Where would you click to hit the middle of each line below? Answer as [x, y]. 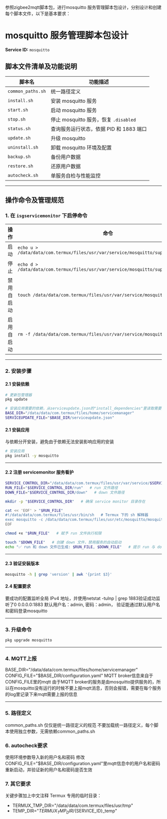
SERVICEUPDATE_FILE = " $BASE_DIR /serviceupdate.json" [60, 418]
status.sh [19, 128]
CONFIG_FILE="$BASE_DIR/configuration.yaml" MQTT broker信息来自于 [79, 676]
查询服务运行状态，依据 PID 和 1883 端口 [99, 129]
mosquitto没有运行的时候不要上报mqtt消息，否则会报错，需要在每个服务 [87, 688]
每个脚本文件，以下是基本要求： [38, 13]
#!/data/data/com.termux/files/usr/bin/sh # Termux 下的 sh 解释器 [77, 515]
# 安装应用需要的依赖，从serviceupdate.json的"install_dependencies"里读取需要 [83, 409]
